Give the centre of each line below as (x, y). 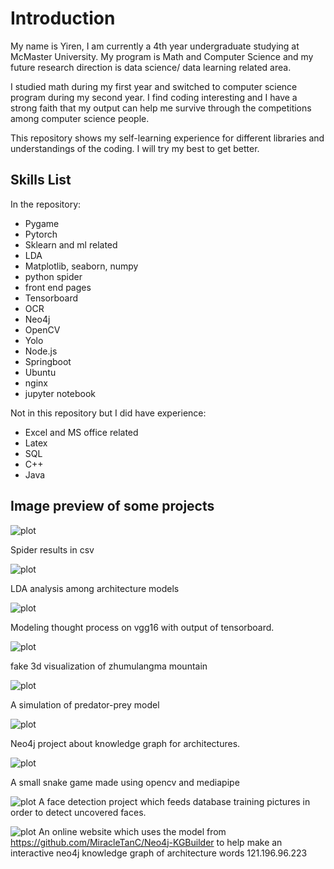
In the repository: (46, 204)
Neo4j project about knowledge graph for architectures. (125, 743)
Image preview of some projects (112, 506)
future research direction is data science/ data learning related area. (151, 67)
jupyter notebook (60, 393)
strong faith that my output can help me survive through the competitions (161, 108)
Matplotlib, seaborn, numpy (81, 266)
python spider (53, 276)
